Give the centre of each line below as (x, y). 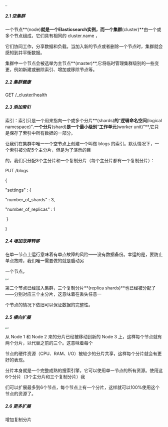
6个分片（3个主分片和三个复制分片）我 (45, 377)
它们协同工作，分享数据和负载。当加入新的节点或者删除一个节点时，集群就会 (84, 46)
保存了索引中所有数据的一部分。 (42, 133)
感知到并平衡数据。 (25, 53)
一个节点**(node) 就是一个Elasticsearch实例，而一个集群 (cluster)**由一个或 (83, 29)
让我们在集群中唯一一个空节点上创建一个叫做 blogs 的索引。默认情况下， (80, 143)
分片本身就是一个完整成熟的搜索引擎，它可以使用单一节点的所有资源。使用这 (84, 370)
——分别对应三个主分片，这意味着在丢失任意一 (53, 294)
